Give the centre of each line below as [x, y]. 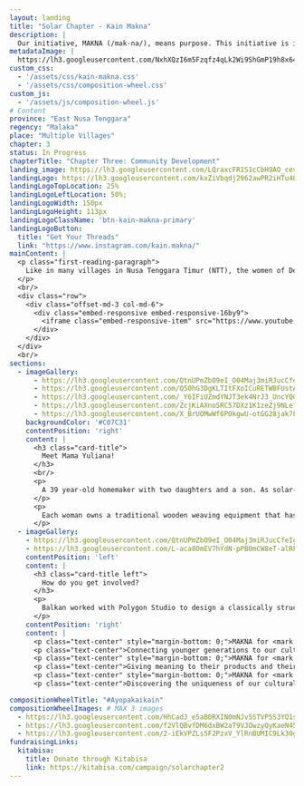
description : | [38, 34]
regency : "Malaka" [44, 128]
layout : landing [40, 18]
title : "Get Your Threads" [68, 237]
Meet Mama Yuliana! [79, 456]
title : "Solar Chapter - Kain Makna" [81, 26]
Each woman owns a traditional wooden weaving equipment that [161, 515]
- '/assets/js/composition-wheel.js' [89, 102]
